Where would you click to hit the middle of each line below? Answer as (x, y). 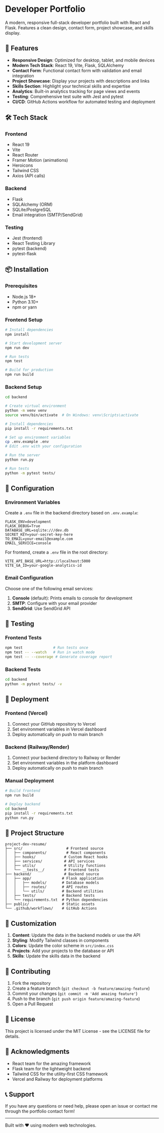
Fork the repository (31, 983)
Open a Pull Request (33, 1004)
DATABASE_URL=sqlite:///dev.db (37, 531)
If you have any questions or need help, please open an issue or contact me (81, 1106)
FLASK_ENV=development (28, 522)
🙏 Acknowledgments (37, 1052)
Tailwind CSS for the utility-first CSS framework (60, 1074)
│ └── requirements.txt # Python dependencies (57, 900)
